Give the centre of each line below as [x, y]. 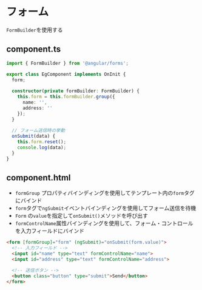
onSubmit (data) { [34, 137]
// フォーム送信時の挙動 [39, 130]
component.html [39, 178]
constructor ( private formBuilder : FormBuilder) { [76, 91]
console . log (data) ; [42, 147]
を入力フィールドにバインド [50, 231]
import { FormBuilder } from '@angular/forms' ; [68, 63]
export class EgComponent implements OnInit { [66, 74]
